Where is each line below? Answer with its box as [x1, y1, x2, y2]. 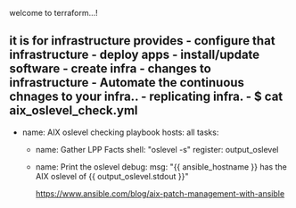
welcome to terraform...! [9, 8, 98, 18]
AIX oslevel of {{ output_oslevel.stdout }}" [35, 171, 189, 181]
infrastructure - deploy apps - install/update [9, 47, 260, 62]
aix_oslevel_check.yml [9, 103, 138, 119]
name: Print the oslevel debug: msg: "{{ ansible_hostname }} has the [35, 161, 287, 172]
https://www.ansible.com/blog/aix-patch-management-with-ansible [35, 187, 285, 199]
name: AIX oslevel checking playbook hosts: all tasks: [21, 127, 219, 137]
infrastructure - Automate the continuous [9, 75, 245, 90]
